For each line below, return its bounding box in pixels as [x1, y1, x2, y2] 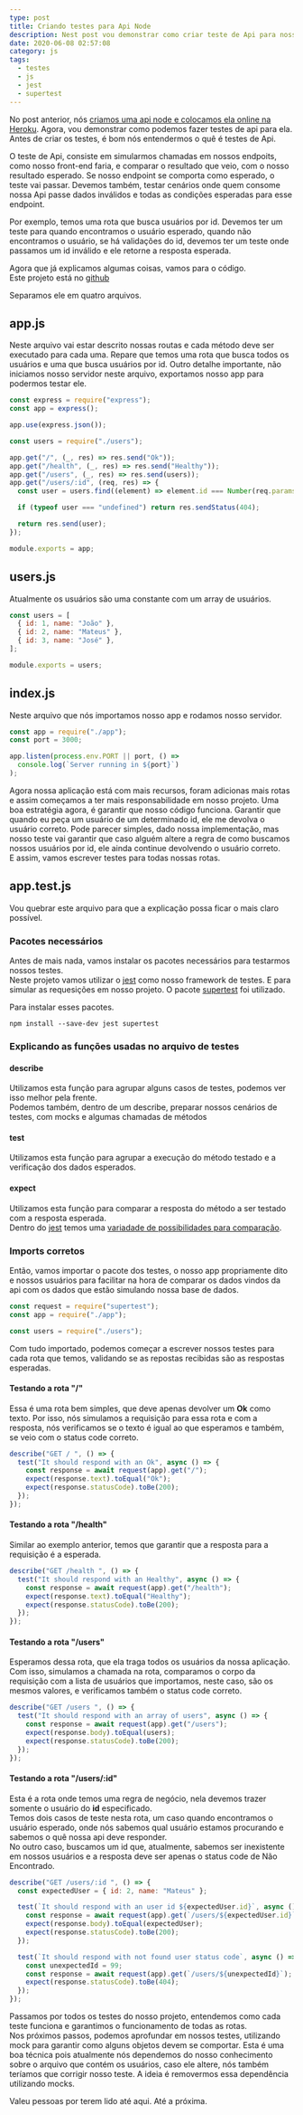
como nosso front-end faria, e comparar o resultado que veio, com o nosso [9, 160, 289, 171]
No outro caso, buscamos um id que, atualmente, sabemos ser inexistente [9, 1841, 286, 1852]
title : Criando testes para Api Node [9, 22, 151, 31]
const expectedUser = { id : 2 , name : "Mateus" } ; [17, 1886, 207, 1895]
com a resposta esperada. [9, 1212, 106, 1223]
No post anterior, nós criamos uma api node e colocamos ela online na [9, 114, 271, 125]
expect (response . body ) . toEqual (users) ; [25, 1728, 176, 1737]
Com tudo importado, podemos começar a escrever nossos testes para [9, 1342, 275, 1353]
